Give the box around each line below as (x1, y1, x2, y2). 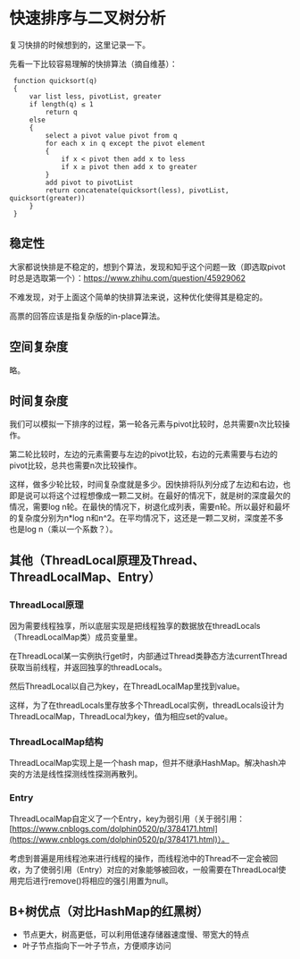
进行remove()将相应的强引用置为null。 (32, 875, 173, 886)
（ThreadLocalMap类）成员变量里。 (9, 632, 143, 642)
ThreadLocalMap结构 (9, 735, 104, 748)
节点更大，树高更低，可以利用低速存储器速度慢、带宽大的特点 (21, 929, 250, 940)
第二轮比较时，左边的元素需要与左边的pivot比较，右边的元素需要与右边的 (9, 449, 279, 460)
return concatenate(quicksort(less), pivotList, (45, 185, 229, 195)
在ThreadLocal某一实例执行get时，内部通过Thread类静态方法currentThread (9, 650, 287, 662)
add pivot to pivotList (45, 178, 134, 187)
